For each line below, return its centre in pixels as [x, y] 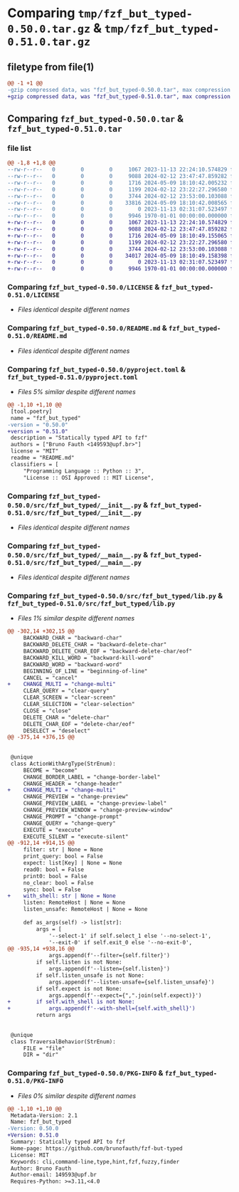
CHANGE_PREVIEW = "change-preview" [76, 797]
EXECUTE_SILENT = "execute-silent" [76, 837]
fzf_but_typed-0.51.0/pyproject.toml [73, 377]
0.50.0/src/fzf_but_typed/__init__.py [75, 505]
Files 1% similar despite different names [76, 618]
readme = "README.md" [42, 458]
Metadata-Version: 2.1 [44, 1115]
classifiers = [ [34, 464]
